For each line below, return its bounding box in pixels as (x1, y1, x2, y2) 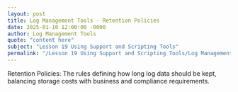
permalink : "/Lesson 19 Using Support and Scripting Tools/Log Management (7, 50, 233, 57)
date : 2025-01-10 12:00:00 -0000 (7, 23, 106, 30)
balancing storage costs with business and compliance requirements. (7, 76, 210, 85)
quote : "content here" (7, 37, 74, 44)
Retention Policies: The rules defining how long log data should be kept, (7, 69, 217, 78)
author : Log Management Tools (7, 30, 97, 38)
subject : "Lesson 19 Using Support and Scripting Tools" (7, 43, 179, 50)
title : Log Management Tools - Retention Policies (7, 17, 160, 24)
